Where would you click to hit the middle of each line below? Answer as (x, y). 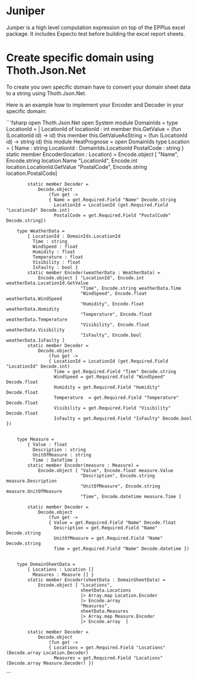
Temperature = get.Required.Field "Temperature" (116, 398)
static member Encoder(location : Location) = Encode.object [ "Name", (92, 154)
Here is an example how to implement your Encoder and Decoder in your (95, 105)
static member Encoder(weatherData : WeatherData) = (94, 273)
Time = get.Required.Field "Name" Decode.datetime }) (122, 549)
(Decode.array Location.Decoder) (47, 653)
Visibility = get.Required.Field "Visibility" (112, 408)
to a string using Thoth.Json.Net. (46, 93)
